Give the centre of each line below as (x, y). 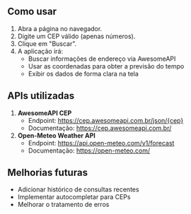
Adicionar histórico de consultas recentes (78, 189)
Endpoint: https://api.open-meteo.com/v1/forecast (101, 143)
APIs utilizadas (41, 96)
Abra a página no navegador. (60, 28)
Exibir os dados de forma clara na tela (83, 73)
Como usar (32, 12)
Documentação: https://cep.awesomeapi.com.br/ (100, 128)
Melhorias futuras (48, 173)
